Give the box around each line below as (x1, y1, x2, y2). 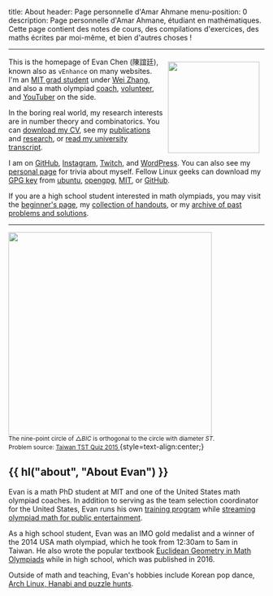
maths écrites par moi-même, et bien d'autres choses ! (8, 32, 193, 42)
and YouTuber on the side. (8, 93, 97, 101)
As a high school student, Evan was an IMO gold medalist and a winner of (8, 528, 255, 538)
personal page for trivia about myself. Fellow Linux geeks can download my (8, 166, 262, 176)
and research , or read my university (8, 134, 128, 143)
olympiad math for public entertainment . (8, 512, 143, 522)
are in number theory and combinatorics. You (8, 117, 160, 126)
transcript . (8, 142, 43, 152)
